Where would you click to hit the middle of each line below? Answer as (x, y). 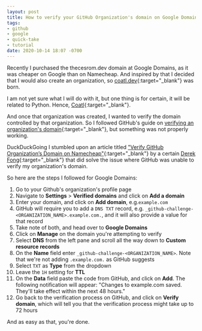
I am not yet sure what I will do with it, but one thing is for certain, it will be (99, 98)
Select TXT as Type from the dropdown (63, 265)
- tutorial (20, 45)
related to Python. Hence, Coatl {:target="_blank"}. (69, 105)
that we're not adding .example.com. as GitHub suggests (85, 259)
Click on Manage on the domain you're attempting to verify (89, 233)
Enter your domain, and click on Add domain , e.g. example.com (92, 202)
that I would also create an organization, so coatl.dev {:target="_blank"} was (100, 80)
